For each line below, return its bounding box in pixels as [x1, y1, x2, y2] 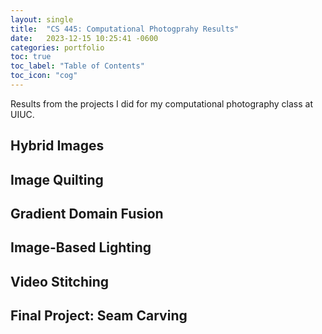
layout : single [10, 14, 74, 25]
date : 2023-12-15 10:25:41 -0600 [10, 33, 159, 43]
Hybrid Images [10, 137, 105, 155]
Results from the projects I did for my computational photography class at [10, 97, 314, 110]
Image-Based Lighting [10, 239, 152, 256]
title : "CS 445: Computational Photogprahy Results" [10, 24, 240, 34]
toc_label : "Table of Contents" [10, 61, 145, 71]
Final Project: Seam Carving [10, 307, 188, 325]
